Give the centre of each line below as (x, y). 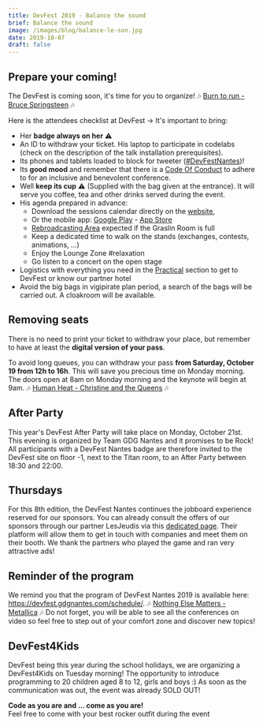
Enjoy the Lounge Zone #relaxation (88, 253)
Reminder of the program (71, 576)
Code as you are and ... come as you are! (76, 705)
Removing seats (48, 320)
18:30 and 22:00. (35, 466)
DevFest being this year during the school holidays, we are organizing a (124, 665)
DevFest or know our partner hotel (75, 278)
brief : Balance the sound (50, 23)
